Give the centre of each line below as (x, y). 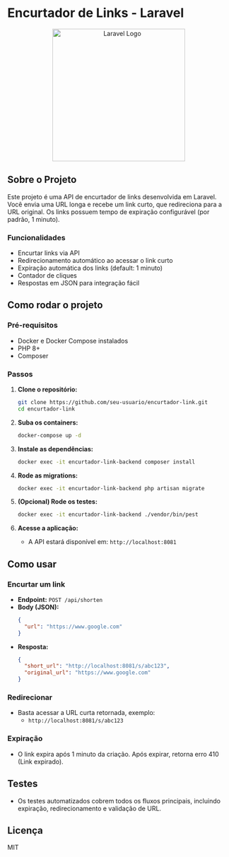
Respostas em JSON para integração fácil (78, 283)
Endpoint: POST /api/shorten (60, 599)
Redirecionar (30, 697)
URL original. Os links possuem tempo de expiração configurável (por (108, 212)
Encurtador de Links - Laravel (96, 13)
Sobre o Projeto (42, 180)
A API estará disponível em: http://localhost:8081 (102, 542)
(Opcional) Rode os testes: (57, 502)
